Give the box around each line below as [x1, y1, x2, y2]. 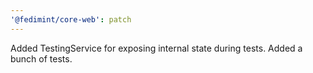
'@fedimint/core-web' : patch [10, 14, 132, 25]
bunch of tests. [10, 52, 73, 65]
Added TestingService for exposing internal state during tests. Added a [10, 42, 303, 54]
